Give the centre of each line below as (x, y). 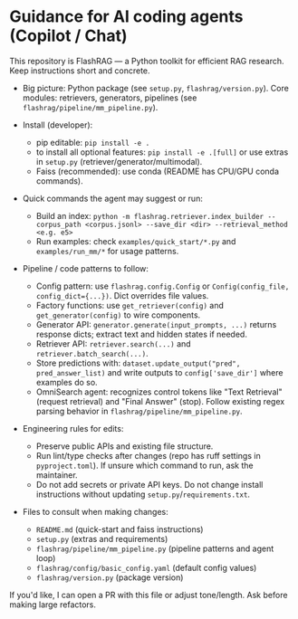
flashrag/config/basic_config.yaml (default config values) (146, 567)
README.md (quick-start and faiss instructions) (120, 529)
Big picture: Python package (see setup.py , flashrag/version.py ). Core (156, 88)
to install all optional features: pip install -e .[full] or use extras (162, 152)
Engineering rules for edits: (73, 428)
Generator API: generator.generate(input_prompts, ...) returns (156, 324)
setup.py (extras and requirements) (102, 538)
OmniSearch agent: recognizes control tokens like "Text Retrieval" (159, 392)
